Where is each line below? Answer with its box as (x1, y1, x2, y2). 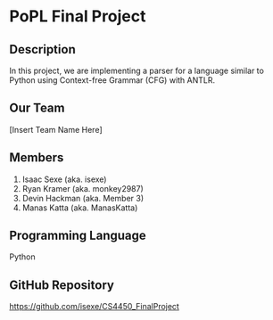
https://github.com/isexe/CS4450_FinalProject (9, 301, 180, 312)
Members (9, 150, 64, 166)
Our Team (9, 101, 65, 116)
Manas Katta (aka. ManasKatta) (21, 202, 138, 213)
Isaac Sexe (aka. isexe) (21, 174, 107, 185)
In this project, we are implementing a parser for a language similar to (9, 65, 265, 76)
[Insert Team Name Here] (9, 124, 103, 135)
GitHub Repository (9, 277, 114, 292)
